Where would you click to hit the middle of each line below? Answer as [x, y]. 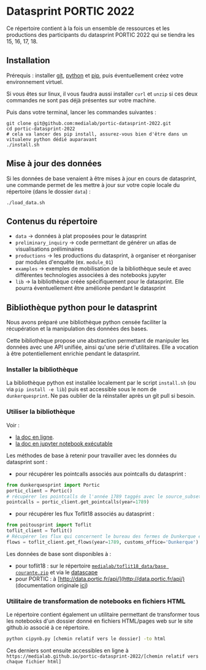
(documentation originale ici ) [51, 585]
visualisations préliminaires [49, 249]
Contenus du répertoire [52, 221]
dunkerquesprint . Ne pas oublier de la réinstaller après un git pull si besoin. [101, 396]
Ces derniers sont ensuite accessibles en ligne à [67, 650]
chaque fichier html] [34, 661]
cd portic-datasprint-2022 [41, 129]
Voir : [13, 425]
